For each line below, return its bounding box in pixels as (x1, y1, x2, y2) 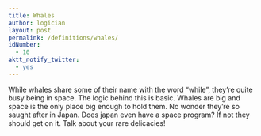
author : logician (8, 19, 66, 27)
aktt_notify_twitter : (8, 56, 80, 64)
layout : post (8, 26, 52, 34)
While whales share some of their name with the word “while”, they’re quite (8, 85, 253, 94)
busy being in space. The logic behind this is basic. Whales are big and (8, 93, 240, 103)
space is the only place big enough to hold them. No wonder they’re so (8, 101, 240, 111)
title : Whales (8, 11, 56, 20)
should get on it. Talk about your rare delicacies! (8, 118, 166, 127)
